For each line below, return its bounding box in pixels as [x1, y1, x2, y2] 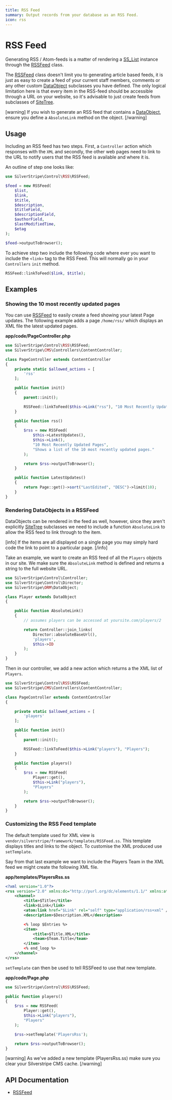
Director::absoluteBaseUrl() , [32, 632, 97, 637]
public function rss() [14, 418, 63, 424]
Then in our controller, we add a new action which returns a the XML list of [5, 665, 163, 672]
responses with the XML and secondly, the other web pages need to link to [5, 149, 161, 155]
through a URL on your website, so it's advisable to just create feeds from [5, 94, 161, 100]
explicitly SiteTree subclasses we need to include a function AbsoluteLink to [5, 523, 165, 530]
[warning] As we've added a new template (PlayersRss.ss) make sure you [5, 1055, 160, 1061]
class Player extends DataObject [5, 594, 77, 600]
